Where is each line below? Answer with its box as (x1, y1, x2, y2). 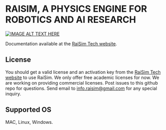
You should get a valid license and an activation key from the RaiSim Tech (5, 69, 161, 75)
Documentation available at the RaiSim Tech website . (5, 40, 117, 46)
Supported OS (5, 106, 52, 114)
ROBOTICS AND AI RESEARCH (5, 14, 136, 25)
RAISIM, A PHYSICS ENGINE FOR (5, 3, 148, 15)
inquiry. (5, 90, 22, 97)
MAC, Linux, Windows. (5, 119, 53, 125)
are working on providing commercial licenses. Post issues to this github (5, 80, 158, 86)
